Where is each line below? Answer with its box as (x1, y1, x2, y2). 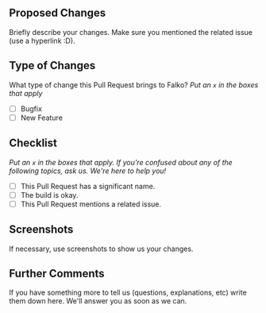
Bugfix (20, 103, 43, 114)
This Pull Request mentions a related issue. (20, 199, 162, 209)
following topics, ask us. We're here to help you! (9, 166, 167, 176)
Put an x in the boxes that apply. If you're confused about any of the (9, 157, 233, 167)
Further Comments (9, 266, 106, 280)
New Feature (20, 113, 63, 122)
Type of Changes (9, 59, 96, 72)
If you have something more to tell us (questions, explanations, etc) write (9, 288, 247, 297)
